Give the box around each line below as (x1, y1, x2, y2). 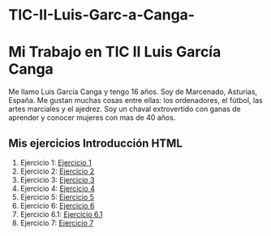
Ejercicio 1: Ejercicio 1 (19, 157, 92, 167)
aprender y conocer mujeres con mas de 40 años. (8, 113, 176, 122)
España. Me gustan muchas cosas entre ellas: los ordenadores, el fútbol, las (8, 96, 263, 105)
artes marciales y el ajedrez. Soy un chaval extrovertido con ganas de (8, 104, 241, 114)
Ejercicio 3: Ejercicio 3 (19, 174, 95, 184)
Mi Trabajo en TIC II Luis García (8, 43, 222, 62)
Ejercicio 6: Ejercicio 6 (19, 200, 95, 210)
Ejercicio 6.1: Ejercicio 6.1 (19, 209, 103, 219)
